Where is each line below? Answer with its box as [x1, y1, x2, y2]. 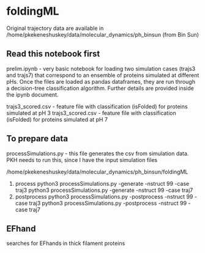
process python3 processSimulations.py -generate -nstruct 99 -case [15, 180, 190, 187]
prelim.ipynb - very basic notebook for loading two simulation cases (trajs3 [6, 65, 196, 72]
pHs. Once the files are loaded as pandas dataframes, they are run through [6, 78, 196, 85]
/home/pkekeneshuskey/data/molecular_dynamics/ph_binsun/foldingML [6, 168, 188, 175]
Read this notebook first [6, 49, 100, 59]
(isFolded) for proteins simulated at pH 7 [6, 116, 108, 123]
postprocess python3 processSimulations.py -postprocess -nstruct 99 [15, 193, 193, 200]
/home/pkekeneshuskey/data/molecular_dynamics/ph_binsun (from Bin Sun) [6, 31, 199, 38]
